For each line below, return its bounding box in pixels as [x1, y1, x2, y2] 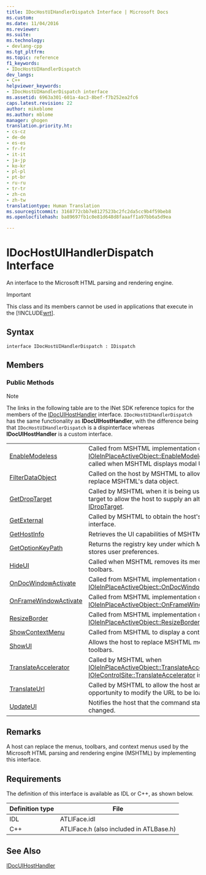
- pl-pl [6, 169, 26, 175]
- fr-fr [6, 145, 26, 152]
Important [6, 291, 31, 298]
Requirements [6, 773, 61, 784]
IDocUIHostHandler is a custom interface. [6, 430, 113, 438]
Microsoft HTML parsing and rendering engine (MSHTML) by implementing [6, 749, 196, 757]
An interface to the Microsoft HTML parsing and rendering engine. [6, 279, 174, 287]
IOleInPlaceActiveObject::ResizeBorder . [88, 618, 202, 626]
